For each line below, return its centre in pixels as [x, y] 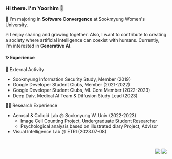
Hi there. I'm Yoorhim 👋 [35, 8]
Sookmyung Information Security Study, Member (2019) [72, 79]
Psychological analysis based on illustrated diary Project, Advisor [89, 126]
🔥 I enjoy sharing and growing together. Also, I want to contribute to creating [86, 35]
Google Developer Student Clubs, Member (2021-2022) [71, 84]
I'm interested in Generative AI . [38, 46]
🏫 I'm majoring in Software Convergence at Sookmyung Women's [75, 19]
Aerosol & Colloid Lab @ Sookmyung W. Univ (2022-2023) [74, 115]
